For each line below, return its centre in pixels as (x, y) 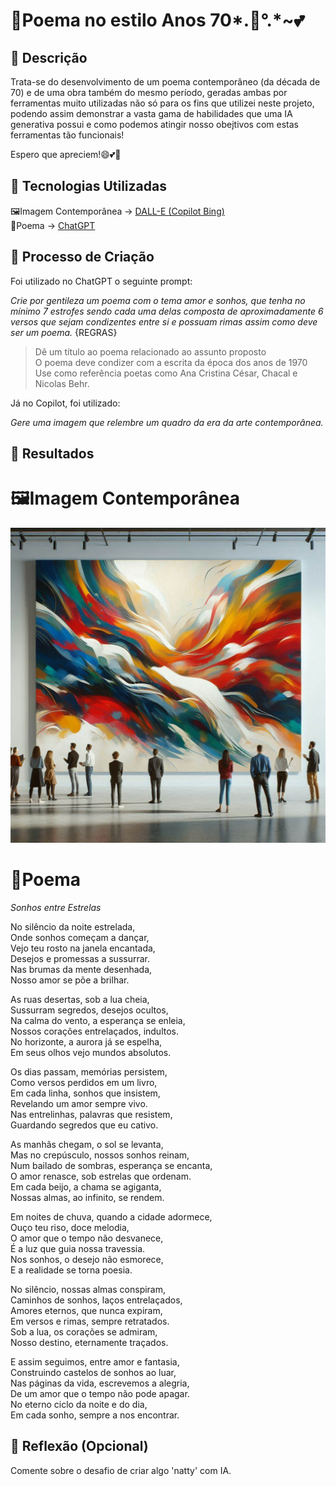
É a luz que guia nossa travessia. (78, 1248)
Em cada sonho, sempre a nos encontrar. (95, 1415)
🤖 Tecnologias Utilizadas (88, 186)
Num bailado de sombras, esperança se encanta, (111, 1165)
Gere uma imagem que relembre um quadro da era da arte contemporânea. (167, 422)
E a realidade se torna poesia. (71, 1270)
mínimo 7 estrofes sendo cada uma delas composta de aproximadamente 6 (167, 311)
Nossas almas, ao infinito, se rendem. (87, 1197)
